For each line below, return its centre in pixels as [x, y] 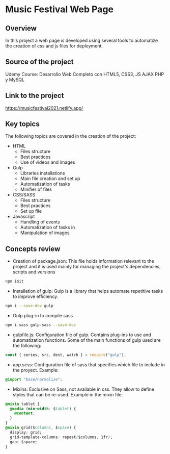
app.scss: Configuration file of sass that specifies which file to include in [89, 364]
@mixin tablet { [22, 404]
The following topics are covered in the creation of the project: [71, 136]
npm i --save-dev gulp [29, 306]
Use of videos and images [48, 162]
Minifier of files [36, 189]
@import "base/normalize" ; [34, 379]
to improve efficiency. [35, 296]
